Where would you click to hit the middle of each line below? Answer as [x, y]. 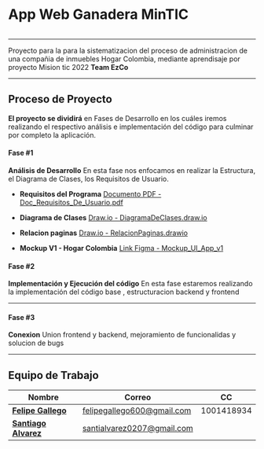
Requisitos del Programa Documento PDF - [90, 193]
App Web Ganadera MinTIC [99, 15]
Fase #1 [21, 153]
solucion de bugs [36, 343]
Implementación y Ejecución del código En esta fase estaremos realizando [130, 284]
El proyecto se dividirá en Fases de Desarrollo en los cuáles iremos [117, 118]
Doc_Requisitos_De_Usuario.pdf [71, 202]
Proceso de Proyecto [60, 99]
